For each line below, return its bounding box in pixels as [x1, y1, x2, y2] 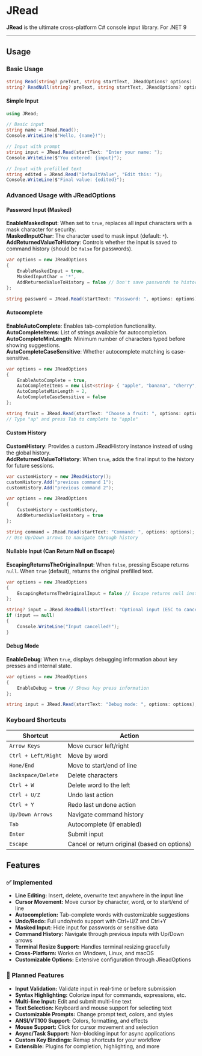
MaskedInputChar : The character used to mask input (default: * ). [6, 232, 169, 240]
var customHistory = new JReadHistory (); [6, 473, 112, 480]
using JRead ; [6, 110, 39, 116]
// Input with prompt [6, 144, 61, 150]
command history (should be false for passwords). [6, 245, 133, 252]
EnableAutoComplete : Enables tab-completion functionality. [6, 322, 156, 329]
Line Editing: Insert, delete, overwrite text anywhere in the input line [14, 892, 184, 899]
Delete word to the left [67, 781, 130, 789]
